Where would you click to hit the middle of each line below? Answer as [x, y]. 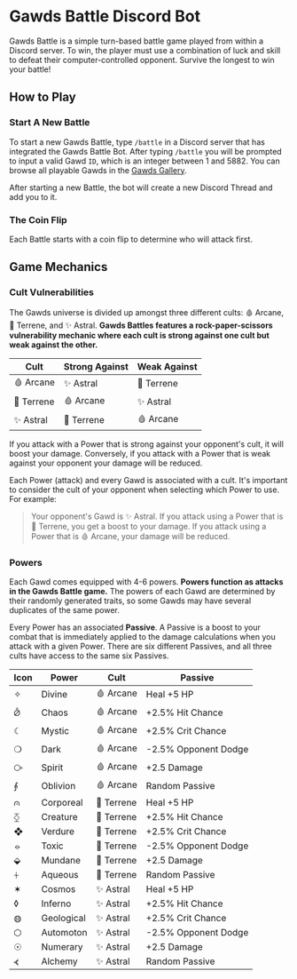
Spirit [52, 768]
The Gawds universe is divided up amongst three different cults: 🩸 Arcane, [146, 312]
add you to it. [33, 196]
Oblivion [59, 786]
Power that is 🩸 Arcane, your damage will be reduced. [130, 536]
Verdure [58, 831]
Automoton [64, 932]
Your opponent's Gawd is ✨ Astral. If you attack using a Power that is [157, 516]
